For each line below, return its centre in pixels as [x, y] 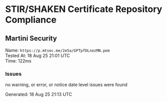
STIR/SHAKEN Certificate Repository [84, 9]
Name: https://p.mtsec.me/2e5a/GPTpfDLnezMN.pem [58, 50]
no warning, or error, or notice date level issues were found [66, 85]
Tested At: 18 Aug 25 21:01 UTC [38, 55]
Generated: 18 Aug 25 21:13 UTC [39, 94]
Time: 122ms [18, 61]
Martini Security [31, 38]
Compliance [31, 20]
